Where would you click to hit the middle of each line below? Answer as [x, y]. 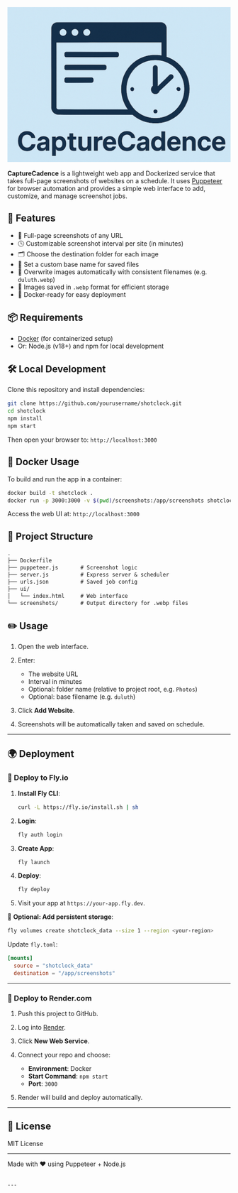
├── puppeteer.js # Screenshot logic [73, 568]
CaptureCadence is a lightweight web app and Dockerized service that [112, 173]
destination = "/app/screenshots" [64, 973]
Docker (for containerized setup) [65, 338]
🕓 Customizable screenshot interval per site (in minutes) [101, 243]
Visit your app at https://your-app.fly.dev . [81, 903]
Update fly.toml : [33, 944]
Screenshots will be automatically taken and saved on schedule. [111, 724]
